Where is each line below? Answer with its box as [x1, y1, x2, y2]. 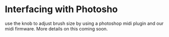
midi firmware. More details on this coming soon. [5, 25, 108, 31]
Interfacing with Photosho [5, 4, 118, 15]
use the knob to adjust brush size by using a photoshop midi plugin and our [5, 20, 164, 26]
